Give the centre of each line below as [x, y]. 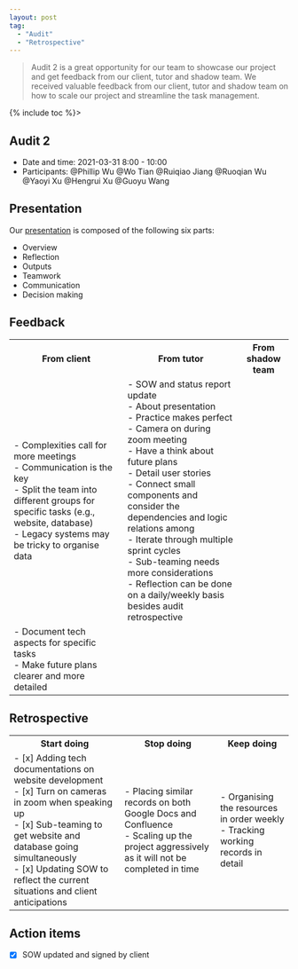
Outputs [37, 266]
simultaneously [45, 857]
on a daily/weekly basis [176, 595]
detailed [31, 687]
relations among [161, 528]
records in [241, 852]
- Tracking [243, 830]
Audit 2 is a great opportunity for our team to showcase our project [153, 67]
